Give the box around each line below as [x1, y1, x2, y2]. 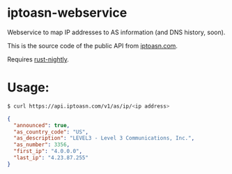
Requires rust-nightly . [7, 55, 70, 64]
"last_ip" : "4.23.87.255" [13, 154, 89, 161]
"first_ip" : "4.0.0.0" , [13, 148, 82, 155]
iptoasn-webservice [7, 5, 127, 21]
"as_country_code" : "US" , [13, 128, 89, 136]
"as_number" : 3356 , [13, 141, 70, 148]
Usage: [7, 80, 50, 96]
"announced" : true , [13, 122, 70, 129]
